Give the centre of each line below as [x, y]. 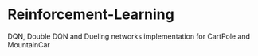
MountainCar [29, 44]
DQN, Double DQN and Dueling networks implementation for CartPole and [129, 36]
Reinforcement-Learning [91, 15]
